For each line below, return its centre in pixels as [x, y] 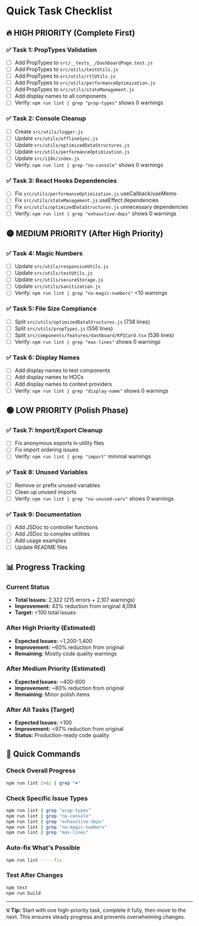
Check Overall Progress [41, 771]
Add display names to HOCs [49, 377]
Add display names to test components [62, 370]
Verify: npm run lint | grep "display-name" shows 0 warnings [92, 390]
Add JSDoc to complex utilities [52, 534]
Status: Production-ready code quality [62, 735]
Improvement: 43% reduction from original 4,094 [76, 606]
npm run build [24, 893]
